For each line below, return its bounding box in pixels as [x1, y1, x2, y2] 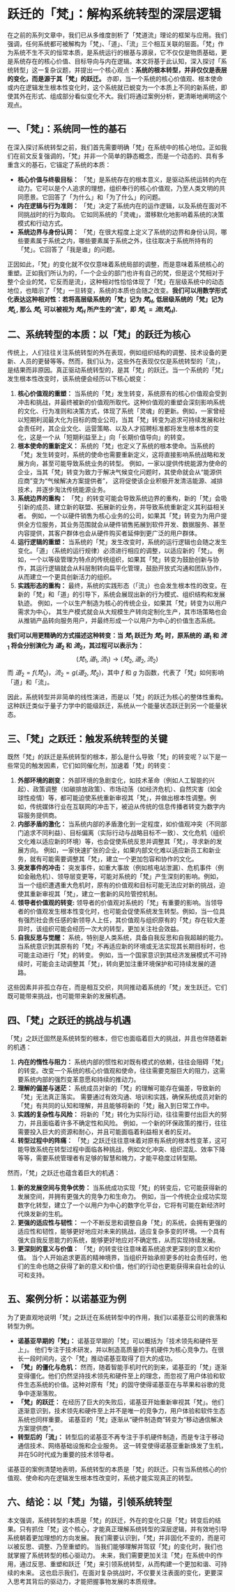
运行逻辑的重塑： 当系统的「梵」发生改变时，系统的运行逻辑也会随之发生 [17, 538, 227, 546]
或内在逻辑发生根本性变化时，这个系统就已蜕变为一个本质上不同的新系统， [7, 83, 221, 92]
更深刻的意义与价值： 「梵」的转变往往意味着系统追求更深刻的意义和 [17, 1244, 215, 1253]
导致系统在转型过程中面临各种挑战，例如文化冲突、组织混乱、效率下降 [23, 1145, 225, 1153]
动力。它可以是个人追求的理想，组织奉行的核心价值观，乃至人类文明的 [17, 184, 220, 192]
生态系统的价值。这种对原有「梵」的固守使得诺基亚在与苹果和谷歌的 [23, 1380, 220, 1389]
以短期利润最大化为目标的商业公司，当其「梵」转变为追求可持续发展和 [17, 416, 220, 424]
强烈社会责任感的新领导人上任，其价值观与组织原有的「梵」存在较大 [23, 916, 220, 924]
